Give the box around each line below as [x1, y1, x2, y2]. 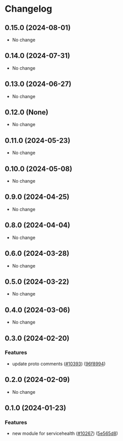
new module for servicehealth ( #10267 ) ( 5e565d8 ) [12, 430, 118, 436]
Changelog [5, 3, 52, 15]
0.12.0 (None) [5, 108, 49, 117]
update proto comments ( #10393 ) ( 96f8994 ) [12, 361, 106, 367]
